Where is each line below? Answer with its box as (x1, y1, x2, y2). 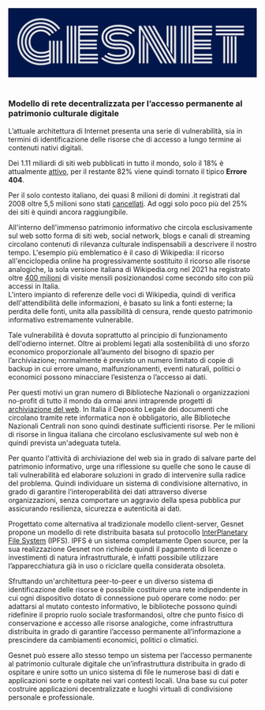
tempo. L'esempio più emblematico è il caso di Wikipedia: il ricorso (8, 247, 225, 257)
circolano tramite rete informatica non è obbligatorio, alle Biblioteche (8, 413, 231, 422)
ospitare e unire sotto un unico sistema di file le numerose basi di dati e (8, 667, 240, 677)
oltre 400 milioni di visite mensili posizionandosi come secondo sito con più (8, 273, 254, 282)
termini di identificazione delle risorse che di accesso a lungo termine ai (8, 134, 242, 144)
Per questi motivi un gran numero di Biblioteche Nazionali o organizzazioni (8, 387, 250, 397)
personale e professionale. (8, 692, 95, 702)
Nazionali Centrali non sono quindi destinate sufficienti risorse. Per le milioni (8, 421, 256, 430)
